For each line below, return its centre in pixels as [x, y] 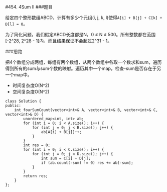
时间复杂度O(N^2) [31, 85]
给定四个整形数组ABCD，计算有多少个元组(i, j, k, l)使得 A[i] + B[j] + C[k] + [84, 18]
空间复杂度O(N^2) [31, 92]
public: [13, 106]
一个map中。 [19, 75]
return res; [36, 176]
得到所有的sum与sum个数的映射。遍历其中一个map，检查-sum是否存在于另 [83, 68]
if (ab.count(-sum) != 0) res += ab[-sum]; [87, 163]
